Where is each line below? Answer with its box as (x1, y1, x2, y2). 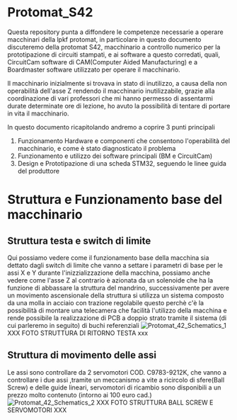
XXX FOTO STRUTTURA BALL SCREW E (96, 398, 214, 407)
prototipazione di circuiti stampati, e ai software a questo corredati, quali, (7, 50, 221, 59)
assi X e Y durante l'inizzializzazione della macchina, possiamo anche (7, 268, 211, 277)
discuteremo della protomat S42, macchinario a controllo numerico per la (7, 42, 221, 51)
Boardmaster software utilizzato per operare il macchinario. (7, 65, 180, 74)
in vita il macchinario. (7, 109, 69, 118)
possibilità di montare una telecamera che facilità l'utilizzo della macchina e (7, 306, 228, 314)
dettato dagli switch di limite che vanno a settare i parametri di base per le (7, 261, 223, 269)
